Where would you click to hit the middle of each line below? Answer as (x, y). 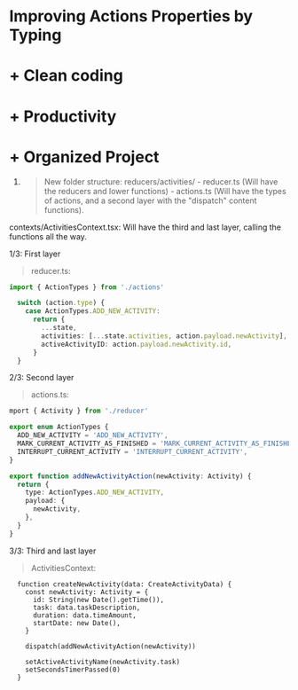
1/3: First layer (35, 254)
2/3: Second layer (42, 378)
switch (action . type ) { (61, 303)
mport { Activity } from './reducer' (79, 411)
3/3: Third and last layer (53, 551)
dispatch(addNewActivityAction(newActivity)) (111, 646)
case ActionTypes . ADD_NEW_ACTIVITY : (93, 311)
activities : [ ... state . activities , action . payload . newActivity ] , (165, 336)
